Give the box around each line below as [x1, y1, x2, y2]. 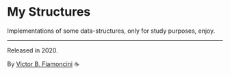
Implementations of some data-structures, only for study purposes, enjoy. [7, 27, 216, 35]
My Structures [7, 4, 91, 20]
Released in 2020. [7, 46, 58, 55]
